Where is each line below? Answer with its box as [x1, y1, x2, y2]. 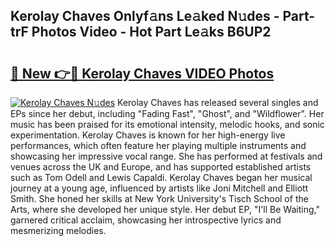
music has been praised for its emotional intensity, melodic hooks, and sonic [10, 119, 325, 130]
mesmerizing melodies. [10, 225, 107, 236]
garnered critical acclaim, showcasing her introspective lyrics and [10, 214, 282, 226]
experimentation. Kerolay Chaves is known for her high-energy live [10, 129, 286, 141]
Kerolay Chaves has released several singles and [117, 97, 319, 108]
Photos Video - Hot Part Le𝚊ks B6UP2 [31, 24, 272, 41]
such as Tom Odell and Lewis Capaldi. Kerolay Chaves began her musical [10, 172, 313, 183]
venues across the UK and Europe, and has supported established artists [10, 161, 312, 173]
